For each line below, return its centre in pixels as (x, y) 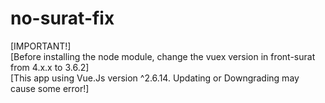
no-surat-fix (62, 18)
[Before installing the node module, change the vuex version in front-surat (163, 56)
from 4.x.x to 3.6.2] (50, 67)
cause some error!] (50, 88)
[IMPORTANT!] (41, 46)
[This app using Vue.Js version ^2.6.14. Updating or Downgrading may (155, 78)
